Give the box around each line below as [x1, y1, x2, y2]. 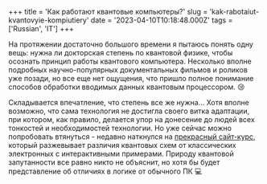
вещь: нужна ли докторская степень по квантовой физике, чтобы [8, 48, 233, 57]
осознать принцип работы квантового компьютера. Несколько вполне [8, 56, 252, 66]
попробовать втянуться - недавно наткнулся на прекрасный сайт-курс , [8, 132, 256, 141]
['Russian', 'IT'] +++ [8, 24, 74, 33]
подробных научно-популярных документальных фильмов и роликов [8, 65, 248, 75]
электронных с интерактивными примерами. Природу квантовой [8, 149, 235, 158]
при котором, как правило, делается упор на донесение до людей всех [8, 115, 255, 124]
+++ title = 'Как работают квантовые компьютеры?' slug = [8, 7, 208, 16]
